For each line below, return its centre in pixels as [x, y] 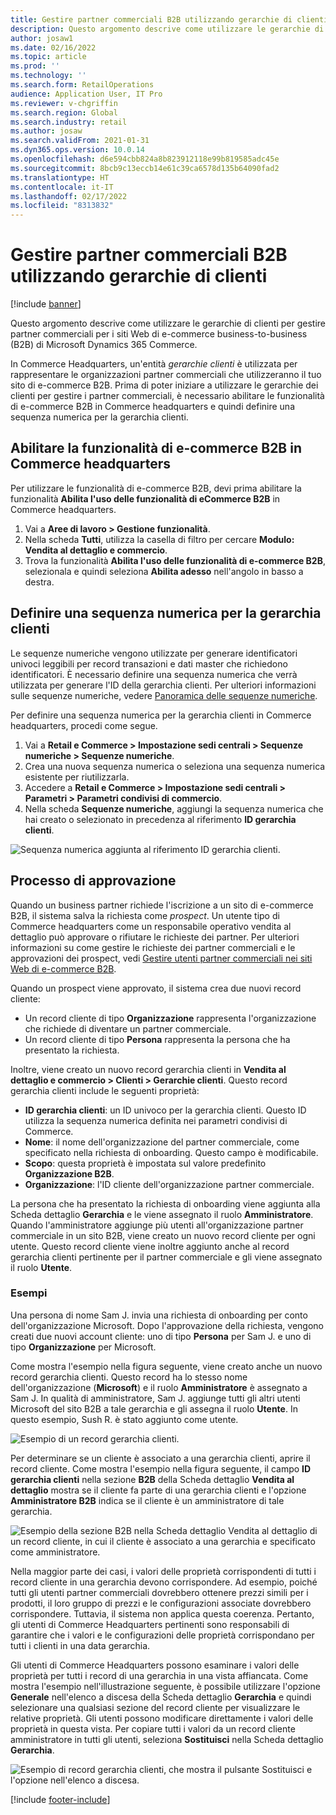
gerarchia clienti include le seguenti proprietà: [105, 1090]
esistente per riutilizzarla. [77, 777]
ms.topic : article [48, 57]
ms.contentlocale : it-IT [62, 187]
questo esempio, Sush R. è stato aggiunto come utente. [124, 1419]
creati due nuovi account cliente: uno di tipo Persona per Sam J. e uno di [161, 1336]
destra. [39, 582]
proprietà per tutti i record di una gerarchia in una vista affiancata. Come [159, 1675]
